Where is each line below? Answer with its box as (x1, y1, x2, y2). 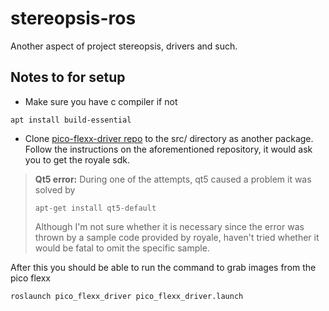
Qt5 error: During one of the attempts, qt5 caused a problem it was (34, 173, 312, 185)
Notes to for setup (10, 69, 126, 86)
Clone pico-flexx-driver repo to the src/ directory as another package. (24, 132, 314, 144)
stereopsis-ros (10, 7, 137, 30)
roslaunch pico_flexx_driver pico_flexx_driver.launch (10, 291, 244, 301)
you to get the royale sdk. (24, 153, 130, 166)
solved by (34, 183, 76, 196)
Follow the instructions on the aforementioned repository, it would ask (24, 143, 313, 155)
